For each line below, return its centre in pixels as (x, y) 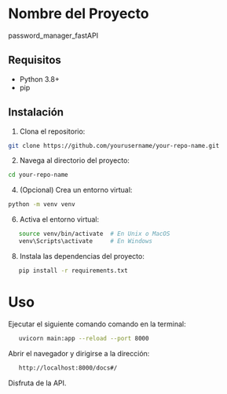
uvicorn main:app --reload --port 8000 (84, 338)
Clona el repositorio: (52, 131)
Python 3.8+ (40, 79)
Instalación (36, 112)
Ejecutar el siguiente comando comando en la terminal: (97, 324)
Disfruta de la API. (37, 383)
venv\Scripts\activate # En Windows (86, 241)
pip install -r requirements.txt (73, 271)
